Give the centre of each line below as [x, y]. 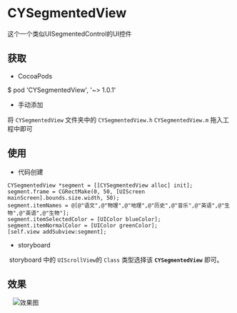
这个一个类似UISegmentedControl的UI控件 [70, 34]
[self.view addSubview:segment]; [57, 232]
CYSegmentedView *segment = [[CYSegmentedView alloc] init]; [100, 185]
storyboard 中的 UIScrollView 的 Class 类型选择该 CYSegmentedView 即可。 [116, 260]
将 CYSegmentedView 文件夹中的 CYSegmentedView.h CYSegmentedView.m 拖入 [115, 120]
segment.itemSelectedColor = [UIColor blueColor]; [84, 219]
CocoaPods [35, 76]
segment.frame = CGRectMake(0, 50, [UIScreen [76, 191]
